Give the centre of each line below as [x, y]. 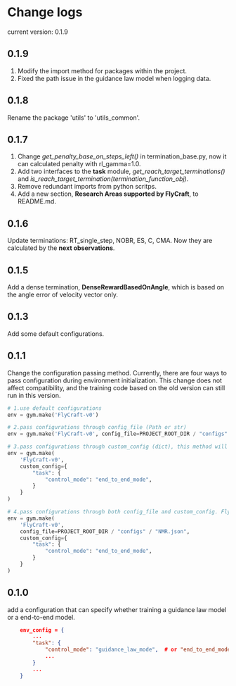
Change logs [45, 12]
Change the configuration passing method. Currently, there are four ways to [117, 373]
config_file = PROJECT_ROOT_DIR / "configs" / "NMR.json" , [105, 531]
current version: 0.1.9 [38, 32]
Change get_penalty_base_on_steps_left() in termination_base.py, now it [122, 156]
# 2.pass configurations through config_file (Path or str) [97, 428]
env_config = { [42, 630]
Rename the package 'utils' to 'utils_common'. [74, 118]
